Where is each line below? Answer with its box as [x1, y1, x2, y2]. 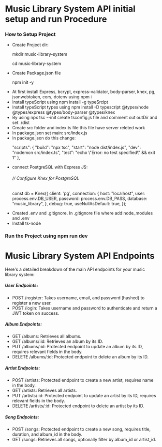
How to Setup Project [5, 31, 56, 38]
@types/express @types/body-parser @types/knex [12, 109, 115, 115]
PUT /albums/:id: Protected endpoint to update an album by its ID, [12, 344, 143, 350]
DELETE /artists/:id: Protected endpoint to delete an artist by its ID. [12, 403, 145, 409]
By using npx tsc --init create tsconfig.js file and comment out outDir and [12, 115, 158, 121]
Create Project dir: [12, 42, 49, 48]
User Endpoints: [5, 282, 38, 289]
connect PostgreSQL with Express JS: [12, 164, 88, 170]
